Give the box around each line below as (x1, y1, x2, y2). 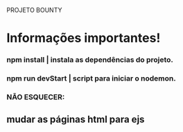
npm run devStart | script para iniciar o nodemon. (6, 74, 176, 83)
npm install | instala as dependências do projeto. (6, 55, 174, 65)
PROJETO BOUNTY (6, 6, 62, 14)
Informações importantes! (6, 31, 161, 46)
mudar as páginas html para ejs (6, 114, 145, 126)
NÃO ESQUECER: (6, 92, 65, 101)
